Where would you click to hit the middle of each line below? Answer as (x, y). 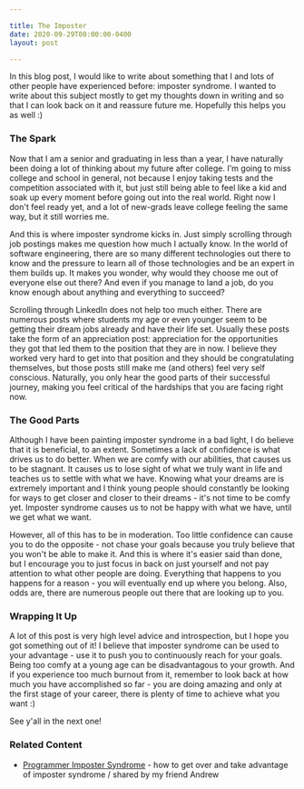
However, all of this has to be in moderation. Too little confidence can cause (151, 534)
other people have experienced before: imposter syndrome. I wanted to (143, 86)
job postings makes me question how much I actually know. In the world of (149, 244)
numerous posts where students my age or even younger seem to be (138, 319)
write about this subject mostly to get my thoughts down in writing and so (147, 95)
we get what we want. (51, 517)
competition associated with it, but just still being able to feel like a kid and (148, 187)
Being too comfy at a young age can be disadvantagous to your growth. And (152, 665)
